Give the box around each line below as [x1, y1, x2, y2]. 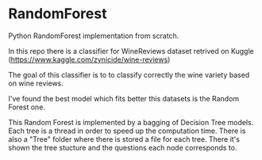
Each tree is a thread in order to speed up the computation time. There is [8, 126, 246, 135]
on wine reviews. [8, 78, 64, 88]
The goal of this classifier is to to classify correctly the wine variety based [8, 70, 250, 79]
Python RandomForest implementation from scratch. [8, 31, 179, 40]
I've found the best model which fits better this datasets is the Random [8, 93, 240, 103]
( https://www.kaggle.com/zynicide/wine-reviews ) [8, 55, 171, 64]
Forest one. [8, 102, 46, 112]
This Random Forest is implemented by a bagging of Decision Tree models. [8, 117, 254, 127]
